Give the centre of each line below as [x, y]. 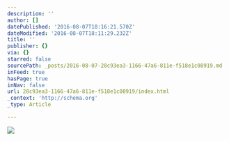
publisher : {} [28, 46]
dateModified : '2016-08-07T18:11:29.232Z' [70, 33]
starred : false [29, 59]
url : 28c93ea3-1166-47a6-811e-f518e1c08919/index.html [88, 91]
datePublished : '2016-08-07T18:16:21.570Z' [71, 27]
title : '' [22, 40]
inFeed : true [26, 72]
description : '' [31, 14]
